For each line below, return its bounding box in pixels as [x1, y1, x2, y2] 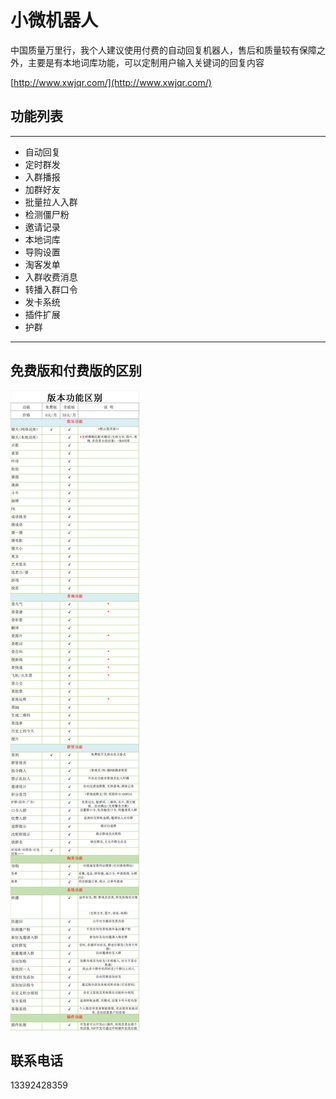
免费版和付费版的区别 [10, 362, 142, 380]
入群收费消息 [24, 271, 78, 283]
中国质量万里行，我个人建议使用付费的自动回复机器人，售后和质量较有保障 [10, 44, 317, 56]
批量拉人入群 [24, 196, 78, 208]
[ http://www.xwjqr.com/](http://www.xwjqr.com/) [10, 76, 212, 88]
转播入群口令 [24, 283, 78, 295]
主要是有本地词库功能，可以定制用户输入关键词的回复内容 [27, 56, 265, 68]
